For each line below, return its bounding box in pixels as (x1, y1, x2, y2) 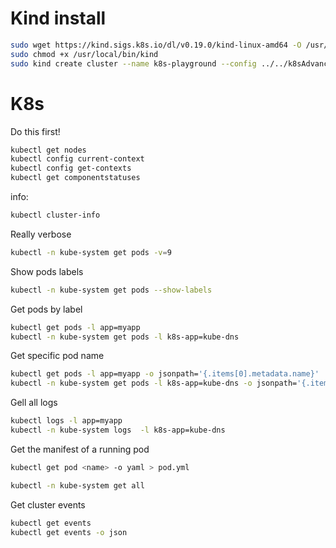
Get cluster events (10, 498, 86, 511)
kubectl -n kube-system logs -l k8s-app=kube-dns (10, 425, 226, 435)
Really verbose (10, 228, 72, 240)
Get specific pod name (10, 350, 105, 362)
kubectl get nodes (10, 145, 87, 155)
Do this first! (10, 125, 61, 137)
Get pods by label (10, 303, 83, 315)
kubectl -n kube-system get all (10, 480, 145, 491)
